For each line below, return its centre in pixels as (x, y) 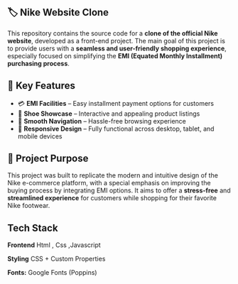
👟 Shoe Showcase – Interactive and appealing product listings (109, 114)
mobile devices (40, 136)
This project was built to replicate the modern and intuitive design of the (113, 175)
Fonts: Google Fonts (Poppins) (52, 273)
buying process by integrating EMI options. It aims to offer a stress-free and (119, 190)
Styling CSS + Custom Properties (56, 259)
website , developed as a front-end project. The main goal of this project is (117, 40)
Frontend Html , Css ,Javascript (54, 245)
